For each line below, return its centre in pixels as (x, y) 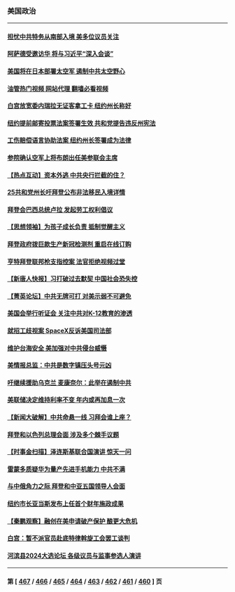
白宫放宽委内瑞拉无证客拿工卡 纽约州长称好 (69, 106)
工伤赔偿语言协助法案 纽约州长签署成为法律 (69, 140)
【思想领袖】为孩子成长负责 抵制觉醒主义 (66, 227)
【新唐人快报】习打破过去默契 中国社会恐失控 (72, 279)
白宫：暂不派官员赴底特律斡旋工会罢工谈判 (69, 538)
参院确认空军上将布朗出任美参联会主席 (62, 158)
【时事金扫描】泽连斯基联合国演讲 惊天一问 (69, 452)
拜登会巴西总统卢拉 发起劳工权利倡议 (60, 209)
